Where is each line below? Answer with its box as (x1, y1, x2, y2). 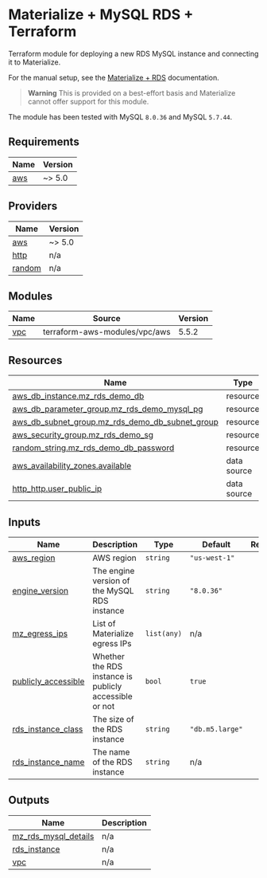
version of (92, 575, 130, 586)
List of (92, 618, 116, 629)
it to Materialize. (8, 57, 61, 67)
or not (92, 701, 115, 711)
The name (92, 747, 130, 758)
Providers (8, 199, 58, 213)
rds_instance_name (12, 757, 85, 767)
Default (202, 539, 231, 550)
